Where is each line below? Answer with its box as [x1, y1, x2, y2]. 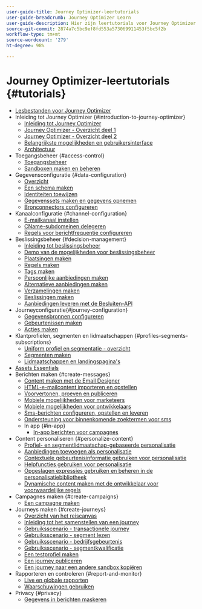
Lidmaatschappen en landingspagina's [24, 358, 121, 365]
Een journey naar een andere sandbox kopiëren [24, 564, 143, 571]
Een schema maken [24, 184, 74, 191]
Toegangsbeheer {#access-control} [15, 152, 105, 159]
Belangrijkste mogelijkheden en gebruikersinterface [24, 139, 153, 146]
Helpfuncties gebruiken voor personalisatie [24, 461, 132, 468]
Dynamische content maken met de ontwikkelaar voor [24, 479, 159, 487]
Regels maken [24, 261, 59, 268]
